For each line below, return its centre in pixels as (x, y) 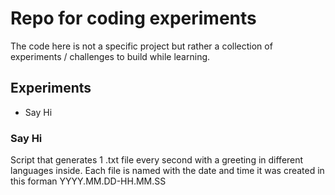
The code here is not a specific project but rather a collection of (141, 46)
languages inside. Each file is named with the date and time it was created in (167, 171)
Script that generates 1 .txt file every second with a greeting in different (157, 160)
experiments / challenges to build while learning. (110, 56)
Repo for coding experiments (133, 18)
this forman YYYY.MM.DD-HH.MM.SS (88, 181)
